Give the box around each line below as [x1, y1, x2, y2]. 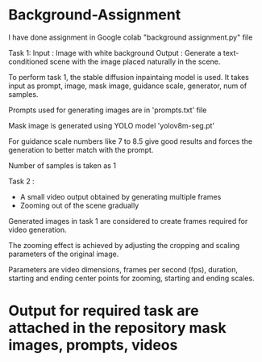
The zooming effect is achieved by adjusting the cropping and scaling [8, 240, 240, 250]
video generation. [8, 225, 67, 234]
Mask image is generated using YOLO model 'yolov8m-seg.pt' [8, 120, 215, 130]
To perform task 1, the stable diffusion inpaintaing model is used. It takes [8, 72, 250, 82]
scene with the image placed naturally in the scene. [49, 57, 221, 66]
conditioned [8, 57, 48, 66]
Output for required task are [8, 301, 199, 320]
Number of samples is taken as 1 [8, 160, 117, 170]
